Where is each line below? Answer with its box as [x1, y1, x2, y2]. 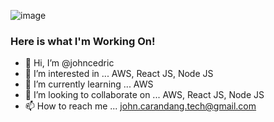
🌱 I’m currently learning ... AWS [24, 78, 154, 90]
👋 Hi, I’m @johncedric [24, 57, 115, 69]
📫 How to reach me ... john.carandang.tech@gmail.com [24, 100, 257, 112]
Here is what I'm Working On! [10, 34, 156, 48]
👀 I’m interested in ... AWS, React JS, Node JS [24, 68, 214, 80]
